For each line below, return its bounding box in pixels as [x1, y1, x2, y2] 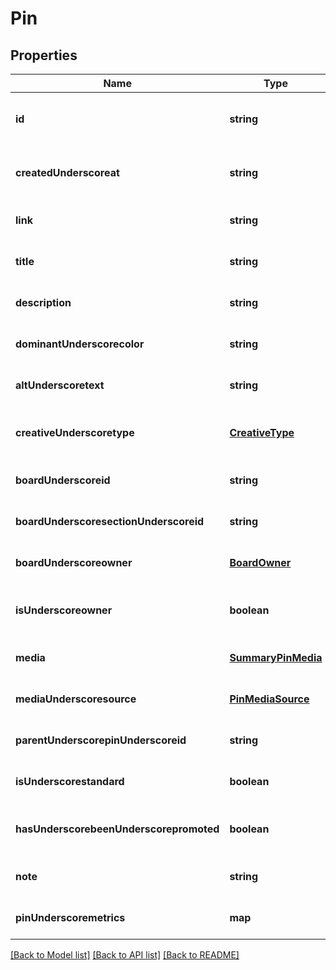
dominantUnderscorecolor [15, 337, 145, 351]
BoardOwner [229, 556, 292, 569]
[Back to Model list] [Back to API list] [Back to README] [10, 949, 240, 961]
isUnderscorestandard [15, 775, 125, 788]
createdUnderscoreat [15, 166, 120, 179]
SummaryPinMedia [229, 651, 323, 664]
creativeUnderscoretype [15, 426, 135, 439]
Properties [10, 47, 78, 64]
